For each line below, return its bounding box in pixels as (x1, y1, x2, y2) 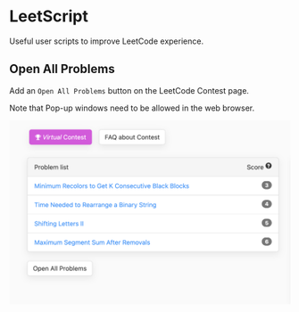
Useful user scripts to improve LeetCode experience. (9, 36, 203, 46)
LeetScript (9, 6, 89, 27)
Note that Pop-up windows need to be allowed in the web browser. (9, 103, 255, 113)
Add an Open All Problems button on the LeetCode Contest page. (9, 85, 250, 95)
